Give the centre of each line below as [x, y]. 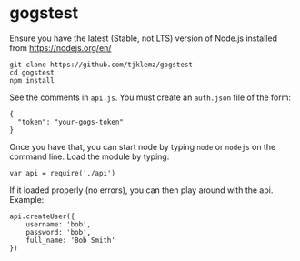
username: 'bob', [59, 224]
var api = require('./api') [63, 173]
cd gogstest [32, 72]
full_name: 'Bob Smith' [71, 240]
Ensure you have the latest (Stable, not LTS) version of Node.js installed [143, 38]
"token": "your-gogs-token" [71, 122]
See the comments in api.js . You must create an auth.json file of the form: [150, 97]
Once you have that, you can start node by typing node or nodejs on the [143, 146]
